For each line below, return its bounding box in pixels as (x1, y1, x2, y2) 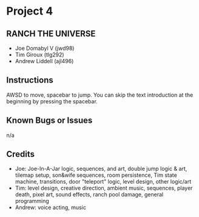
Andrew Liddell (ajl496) (15, 58, 74, 64)
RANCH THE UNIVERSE (6, 29, 96, 39)
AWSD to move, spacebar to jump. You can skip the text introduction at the (6, 91, 194, 98)
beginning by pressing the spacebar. (6, 97, 98, 105)
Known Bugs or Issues (6, 115, 93, 126)
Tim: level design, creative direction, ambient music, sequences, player (15, 184, 193, 192)
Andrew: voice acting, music (15, 204, 87, 211)
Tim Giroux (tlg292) (15, 51, 65, 58)
